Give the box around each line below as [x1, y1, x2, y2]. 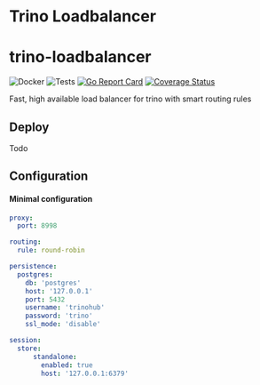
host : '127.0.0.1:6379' [41, 369, 129, 378]
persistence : [9, 262, 58, 271]
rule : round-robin [17, 246, 86, 255]
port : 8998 [17, 221, 58, 230]
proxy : [9, 213, 34, 222]
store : [17, 344, 42, 353]
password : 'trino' [25, 311, 93, 321]
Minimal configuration [9, 193, 93, 204]
